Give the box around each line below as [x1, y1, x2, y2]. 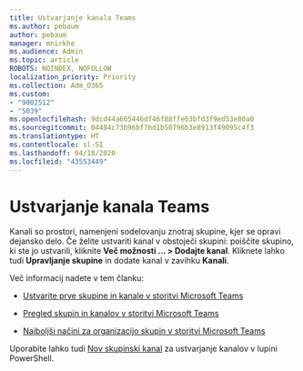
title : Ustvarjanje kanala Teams [9, 13, 136, 23]
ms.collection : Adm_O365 [9, 81, 104, 90]
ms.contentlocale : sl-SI [9, 140, 104, 149]
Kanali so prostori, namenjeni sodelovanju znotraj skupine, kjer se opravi [9, 226, 281, 237]
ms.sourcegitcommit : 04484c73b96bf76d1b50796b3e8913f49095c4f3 [9, 124, 255, 133]
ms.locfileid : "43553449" [9, 156, 107, 166]
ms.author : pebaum [9, 22, 79, 31]
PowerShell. [9, 353, 55, 364]
